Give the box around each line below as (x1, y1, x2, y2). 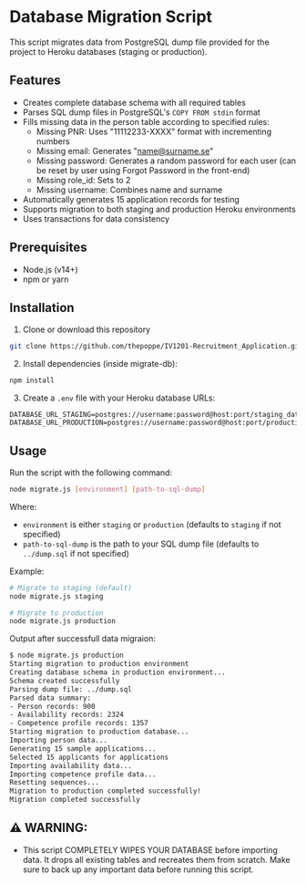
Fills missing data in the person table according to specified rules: (22, 116, 270, 127)
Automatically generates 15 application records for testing (22, 193, 240, 204)
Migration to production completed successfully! (9, 786, 202, 796)
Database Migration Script (9, 6, 212, 27)
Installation (9, 299, 75, 316)
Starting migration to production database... (9, 727, 189, 736)
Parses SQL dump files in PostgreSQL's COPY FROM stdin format (22, 107, 261, 118)
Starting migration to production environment (9, 660, 189, 669)
